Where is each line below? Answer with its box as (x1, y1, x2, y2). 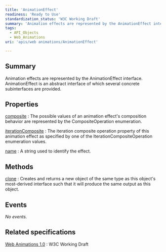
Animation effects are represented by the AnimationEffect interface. (5, 75, 143, 81)
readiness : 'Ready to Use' (5, 12, 61, 17)
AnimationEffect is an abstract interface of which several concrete (5, 80, 140, 87)
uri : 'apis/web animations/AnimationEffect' (5, 40, 98, 45)
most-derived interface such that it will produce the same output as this (5, 181, 151, 187)
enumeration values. (5, 139, 47, 145)
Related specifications (5, 228, 76, 237)
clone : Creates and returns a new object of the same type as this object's (5, 176, 156, 182)
